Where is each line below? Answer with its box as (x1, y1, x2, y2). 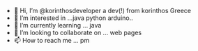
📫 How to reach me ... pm (13, 37, 90, 44)
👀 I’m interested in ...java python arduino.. (13, 14, 134, 22)
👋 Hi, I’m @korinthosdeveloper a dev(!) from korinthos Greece (13, 7, 192, 14)
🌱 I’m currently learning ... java (13, 21, 102, 29)
